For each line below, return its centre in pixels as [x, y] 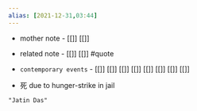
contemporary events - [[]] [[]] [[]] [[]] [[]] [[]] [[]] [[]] [105, 69]
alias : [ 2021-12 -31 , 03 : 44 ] [53, 15]
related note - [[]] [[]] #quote [67, 53]
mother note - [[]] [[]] [54, 38]
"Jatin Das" [28, 100]
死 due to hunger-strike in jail [67, 85]
